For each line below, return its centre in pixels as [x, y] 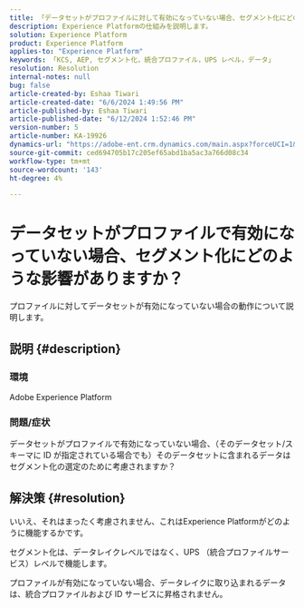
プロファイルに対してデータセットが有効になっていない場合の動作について [148, 306]
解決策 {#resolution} [67, 498]
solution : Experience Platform [68, 34]
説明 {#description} [66, 349]
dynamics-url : [36, 144]
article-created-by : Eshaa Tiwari [75, 93]
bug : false [30, 85]
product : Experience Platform [66, 43]
